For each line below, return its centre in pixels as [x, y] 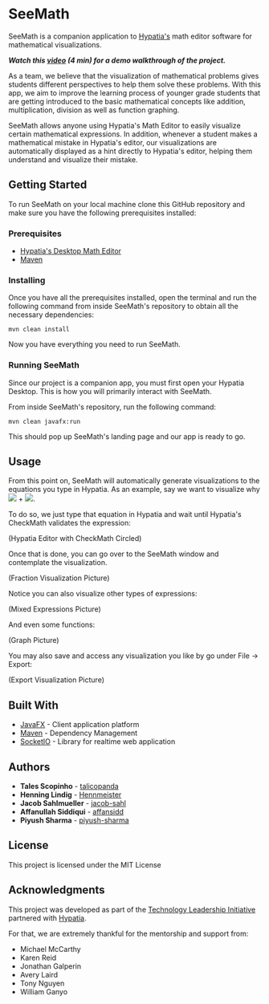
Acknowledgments [57, 890]
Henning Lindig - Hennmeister [71, 795]
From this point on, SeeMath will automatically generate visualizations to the [134, 481]
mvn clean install [39, 330]
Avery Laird [39, 974]
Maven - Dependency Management [79, 733]
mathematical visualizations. [55, 44]
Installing [27, 280]
